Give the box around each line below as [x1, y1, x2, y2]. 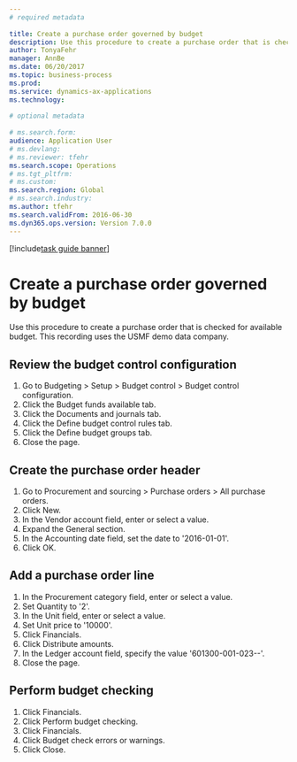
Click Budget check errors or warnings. [21, 735, 165, 745]
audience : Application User [9, 136, 113, 145]
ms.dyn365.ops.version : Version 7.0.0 [9, 219, 152, 227]
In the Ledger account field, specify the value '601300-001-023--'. [21, 648, 265, 658]
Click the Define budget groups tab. [21, 427, 153, 438]
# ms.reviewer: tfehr [9, 152, 89, 162]
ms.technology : [9, 95, 65, 104]
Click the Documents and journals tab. [21, 409, 162, 419]
